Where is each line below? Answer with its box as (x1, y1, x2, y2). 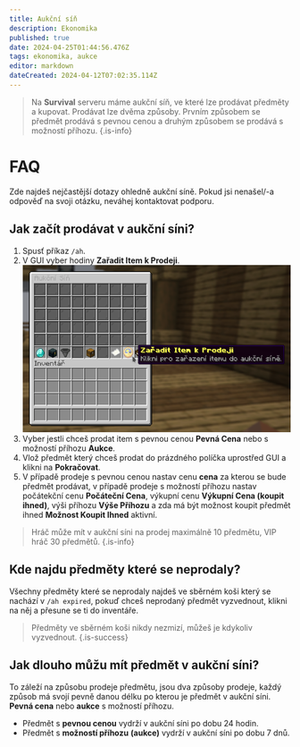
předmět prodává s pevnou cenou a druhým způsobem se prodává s (30, 115, 284, 126)
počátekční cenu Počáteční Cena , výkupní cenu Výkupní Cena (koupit (21, 490, 285, 501)
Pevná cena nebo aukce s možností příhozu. (9, 700, 174, 711)
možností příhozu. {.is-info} (30, 125, 132, 136)
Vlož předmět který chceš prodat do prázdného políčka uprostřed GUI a (21, 452, 287, 463)
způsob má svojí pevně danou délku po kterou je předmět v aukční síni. (9, 691, 271, 701)
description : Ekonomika (9, 23, 98, 33)
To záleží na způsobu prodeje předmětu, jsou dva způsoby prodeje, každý (9, 681, 282, 692)
